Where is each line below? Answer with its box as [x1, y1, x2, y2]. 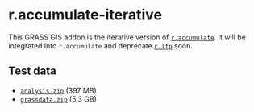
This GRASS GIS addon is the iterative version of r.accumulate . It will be [8, 32, 246, 42]
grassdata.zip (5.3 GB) [19, 94, 97, 104]
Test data [8, 64, 56, 78]
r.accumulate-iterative [8, 6, 163, 24]
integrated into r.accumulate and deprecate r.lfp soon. [8, 40, 194, 50]
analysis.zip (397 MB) [19, 85, 97, 95]
